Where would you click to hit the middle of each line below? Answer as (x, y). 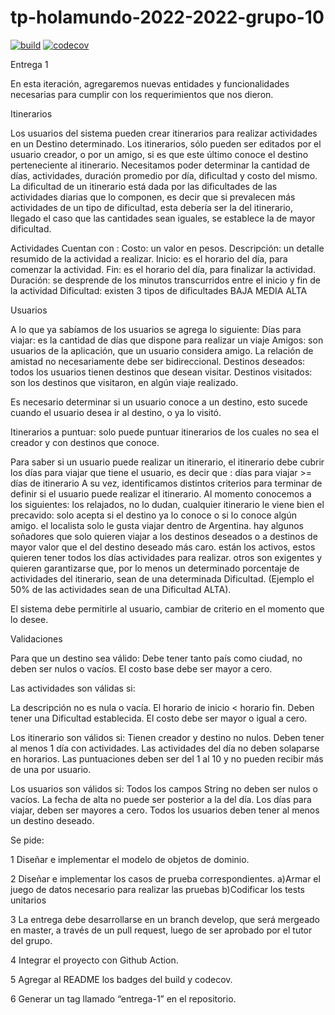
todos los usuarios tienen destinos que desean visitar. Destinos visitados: (161, 372)
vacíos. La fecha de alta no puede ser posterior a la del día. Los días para (161, 799)
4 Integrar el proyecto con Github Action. (94, 960)
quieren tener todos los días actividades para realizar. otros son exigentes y (166, 557)
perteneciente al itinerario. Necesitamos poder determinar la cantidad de (160, 165)
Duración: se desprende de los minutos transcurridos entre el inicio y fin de (165, 280)
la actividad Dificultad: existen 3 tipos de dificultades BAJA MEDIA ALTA (159, 290)
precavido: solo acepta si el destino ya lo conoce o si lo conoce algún (154, 515)
